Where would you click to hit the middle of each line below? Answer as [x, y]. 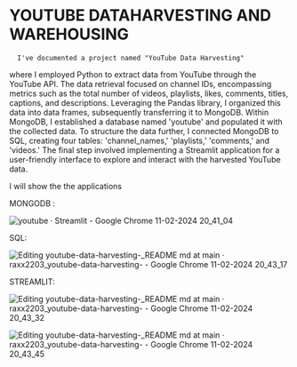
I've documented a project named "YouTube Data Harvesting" [131, 58]
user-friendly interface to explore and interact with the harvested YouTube [145, 159]
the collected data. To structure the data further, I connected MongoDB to [144, 131]
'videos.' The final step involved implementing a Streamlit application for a [144, 150]
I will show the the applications [66, 186]
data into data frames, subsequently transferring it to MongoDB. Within [139, 112]
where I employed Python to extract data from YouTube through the [133, 74]
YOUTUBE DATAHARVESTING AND [140, 16]
